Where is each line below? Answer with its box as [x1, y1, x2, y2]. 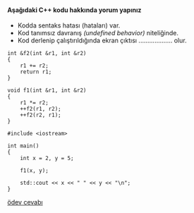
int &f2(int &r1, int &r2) [7, 50, 87, 57]
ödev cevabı [7, 198, 44, 207]
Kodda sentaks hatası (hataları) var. [17, 21, 121, 30]
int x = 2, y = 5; [20, 155, 74, 162]
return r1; [20, 68, 52, 75]
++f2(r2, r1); [20, 111, 61, 119]
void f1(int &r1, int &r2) [7, 87, 87, 95]
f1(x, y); [20, 167, 49, 174]
